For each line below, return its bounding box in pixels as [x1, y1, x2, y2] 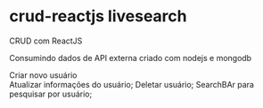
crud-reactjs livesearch [9, 6, 187, 27]
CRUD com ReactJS [9, 35, 83, 46]
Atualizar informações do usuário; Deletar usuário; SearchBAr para [9, 79, 254, 89]
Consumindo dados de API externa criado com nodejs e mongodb [9, 52, 252, 63]
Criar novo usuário [9, 69, 78, 81]
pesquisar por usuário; [9, 89, 93, 99]
